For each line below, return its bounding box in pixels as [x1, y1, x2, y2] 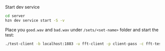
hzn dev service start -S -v [5, 18, 65, 23]
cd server [5, 14, 26, 18]
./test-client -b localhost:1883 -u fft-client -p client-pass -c [5, 41, 144, 46]
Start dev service [5, 4, 40, 10]
